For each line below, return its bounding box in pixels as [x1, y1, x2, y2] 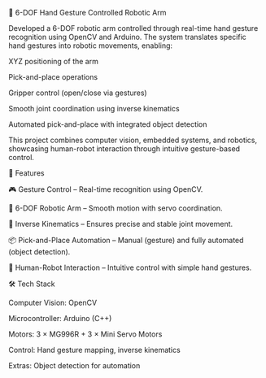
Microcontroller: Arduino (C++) [8, 314, 112, 323]
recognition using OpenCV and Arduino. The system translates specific [8, 33, 246, 41]
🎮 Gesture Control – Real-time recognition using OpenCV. [8, 185, 203, 194]
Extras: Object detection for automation [8, 361, 141, 370]
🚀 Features [8, 168, 45, 178]
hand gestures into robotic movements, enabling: [8, 41, 173, 50]
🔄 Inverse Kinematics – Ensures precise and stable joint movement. [8, 219, 233, 228]
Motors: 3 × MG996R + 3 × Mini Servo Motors [8, 329, 163, 339]
